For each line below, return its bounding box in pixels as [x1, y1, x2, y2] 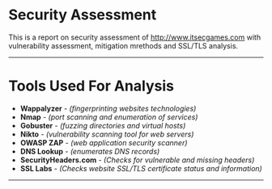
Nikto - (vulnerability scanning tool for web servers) [19, 129, 194, 139]
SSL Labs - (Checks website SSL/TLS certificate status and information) [19, 163, 263, 173]
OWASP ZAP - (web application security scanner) [19, 137, 188, 147]
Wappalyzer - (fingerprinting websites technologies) [19, 103, 197, 113]
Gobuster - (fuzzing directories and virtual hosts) [19, 120, 186, 130]
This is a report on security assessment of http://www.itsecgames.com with [8, 32, 261, 42]
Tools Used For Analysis [8, 77, 174, 95]
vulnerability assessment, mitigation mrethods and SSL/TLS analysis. [8, 40, 239, 50]
